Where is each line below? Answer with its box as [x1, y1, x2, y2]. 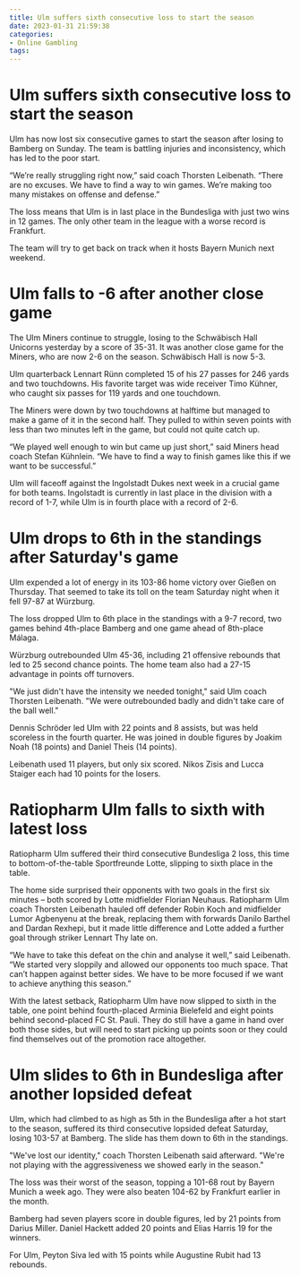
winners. [9, 1232, 42, 1243]
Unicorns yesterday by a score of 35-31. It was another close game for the [9, 342, 284, 352]
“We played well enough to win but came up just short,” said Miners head [9, 441, 279, 452]
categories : [9, 30, 54, 39]
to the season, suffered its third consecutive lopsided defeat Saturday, [9, 1123, 269, 1134]
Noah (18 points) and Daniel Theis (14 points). [9, 741, 177, 752]
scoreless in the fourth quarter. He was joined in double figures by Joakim [9, 732, 282, 742]
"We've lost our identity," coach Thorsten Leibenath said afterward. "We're [9, 1150, 285, 1161]
